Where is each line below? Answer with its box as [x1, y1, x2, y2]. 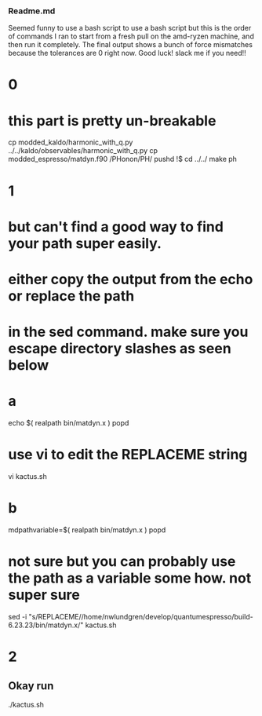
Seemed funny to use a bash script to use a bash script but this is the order [8, 24, 252, 33]
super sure [8, 586, 80, 604]
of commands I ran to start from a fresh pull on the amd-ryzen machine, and [8, 31, 255, 41]
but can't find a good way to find [8, 217, 224, 236]
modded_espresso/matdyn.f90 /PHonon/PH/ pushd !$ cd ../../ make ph [8, 155, 238, 164]
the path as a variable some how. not [8, 569, 252, 587]
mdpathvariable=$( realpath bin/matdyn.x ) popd [8, 524, 166, 535]
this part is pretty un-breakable [8, 111, 217, 130]
